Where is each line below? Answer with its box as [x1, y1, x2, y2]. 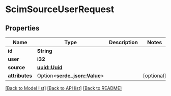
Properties [5, 24, 40, 33]
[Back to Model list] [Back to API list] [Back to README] [5, 85, 122, 91]
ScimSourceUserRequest [5, 4, 115, 15]
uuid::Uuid [37, 64, 63, 71]
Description [109, 39, 138, 46]
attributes [8, 72, 32, 79]
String [37, 47, 52, 54]
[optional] [142, 72, 166, 79]
